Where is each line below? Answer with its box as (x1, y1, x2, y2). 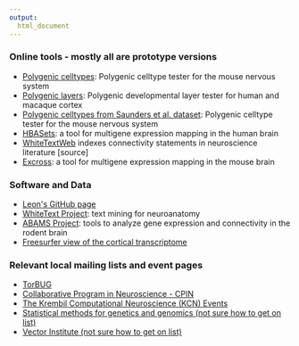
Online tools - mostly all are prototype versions (9, 51, 217, 63)
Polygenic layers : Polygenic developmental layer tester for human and (21, 90, 279, 101)
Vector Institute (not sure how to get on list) (21, 326, 183, 337)
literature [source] (21, 146, 89, 157)
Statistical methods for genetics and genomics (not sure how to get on (21, 308, 282, 318)
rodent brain (21, 227, 69, 238)
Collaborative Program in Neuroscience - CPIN (21, 289, 195, 300)
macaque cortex (21, 99, 83, 110)
